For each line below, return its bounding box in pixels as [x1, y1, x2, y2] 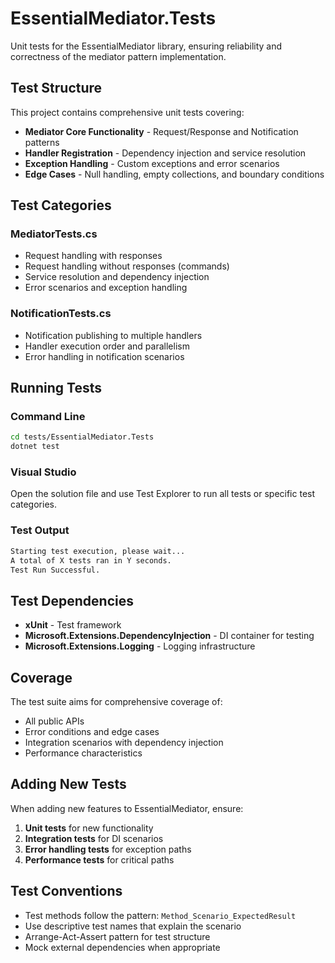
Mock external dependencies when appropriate [24, 941, 221, 953]
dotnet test [10, 442, 60, 452]
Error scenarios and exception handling [24, 282, 188, 294]
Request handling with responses [24, 250, 163, 262]
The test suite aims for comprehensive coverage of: [10, 696, 223, 708]
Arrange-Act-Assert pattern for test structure [24, 930, 211, 942]
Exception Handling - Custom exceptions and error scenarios [24, 157, 280, 169]
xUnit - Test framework [24, 619, 122, 631]
